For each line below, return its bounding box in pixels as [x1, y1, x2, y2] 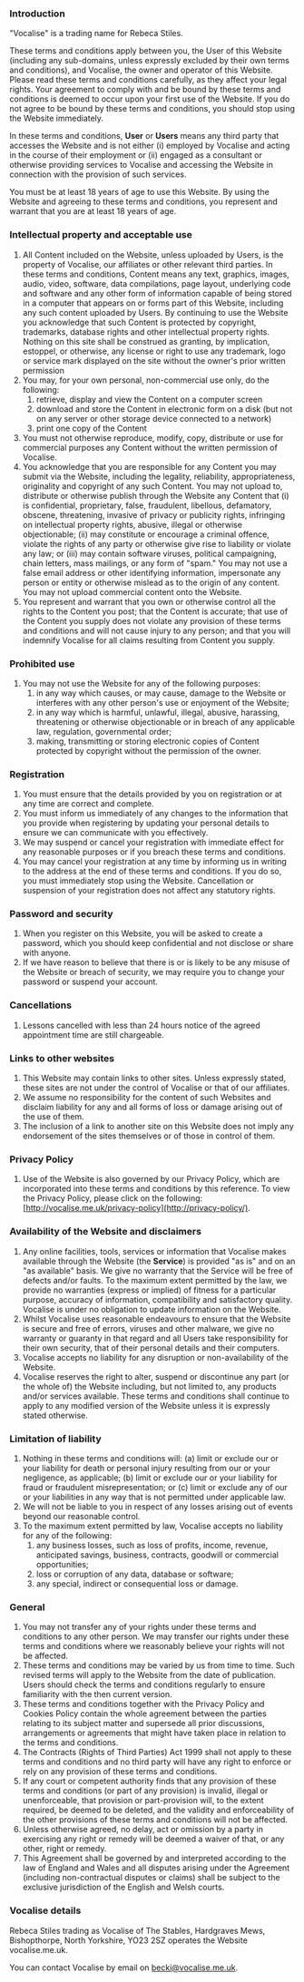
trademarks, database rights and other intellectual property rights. [22, 326, 270, 337]
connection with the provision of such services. [9, 169, 187, 180]
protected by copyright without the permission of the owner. [35, 745, 261, 756]
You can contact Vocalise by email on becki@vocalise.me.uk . [9, 1962, 239, 1973]
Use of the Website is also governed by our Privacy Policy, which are [22, 1174, 280, 1185]
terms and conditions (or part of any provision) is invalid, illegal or [22, 1785, 269, 1796]
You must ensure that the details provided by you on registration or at [22, 788, 283, 800]
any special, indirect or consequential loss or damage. [35, 1577, 239, 1589]
